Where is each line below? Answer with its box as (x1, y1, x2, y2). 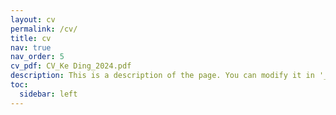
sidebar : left (19, 89, 78, 99)
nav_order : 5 (10, 52, 65, 62)
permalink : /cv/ (10, 24, 78, 34)
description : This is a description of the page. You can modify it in (10, 71, 315, 81)
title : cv (10, 33, 52, 43)
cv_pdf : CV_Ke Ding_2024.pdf (10, 61, 132, 71)
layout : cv (10, 14, 56, 25)
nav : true (10, 42, 52, 53)
